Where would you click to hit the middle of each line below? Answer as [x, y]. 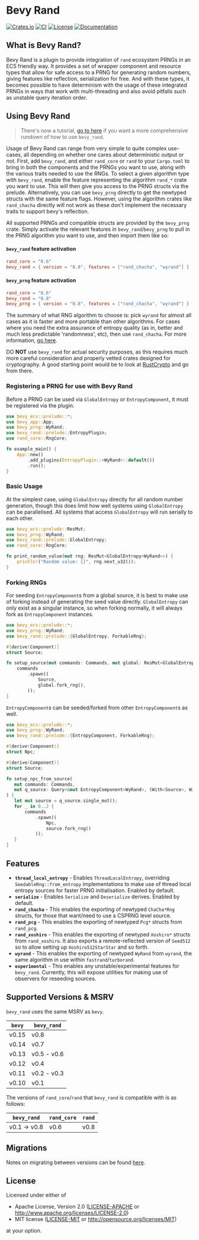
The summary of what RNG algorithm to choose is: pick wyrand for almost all [99, 315]
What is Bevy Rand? [44, 45]
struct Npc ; [21, 752]
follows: [16, 1104]
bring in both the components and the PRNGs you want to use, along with [96, 167]
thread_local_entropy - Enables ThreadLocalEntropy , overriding [92, 878]
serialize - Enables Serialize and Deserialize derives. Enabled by [97, 897]
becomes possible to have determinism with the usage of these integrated [97, 85]
